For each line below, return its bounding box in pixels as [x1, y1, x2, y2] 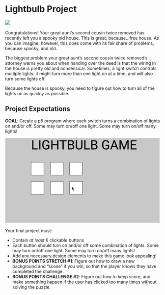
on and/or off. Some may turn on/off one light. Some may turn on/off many [5, 123, 156, 129]
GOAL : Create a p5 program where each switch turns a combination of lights [5, 118, 160, 124]
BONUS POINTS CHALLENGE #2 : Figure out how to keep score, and [12, 274, 151, 280]
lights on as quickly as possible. [5, 90, 70, 96]
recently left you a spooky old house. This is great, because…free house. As [5, 35, 160, 41]
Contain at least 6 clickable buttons [12, 237, 84, 243]
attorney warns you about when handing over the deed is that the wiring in [5, 60, 156, 66]
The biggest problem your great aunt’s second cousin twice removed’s [5, 55, 148, 61]
